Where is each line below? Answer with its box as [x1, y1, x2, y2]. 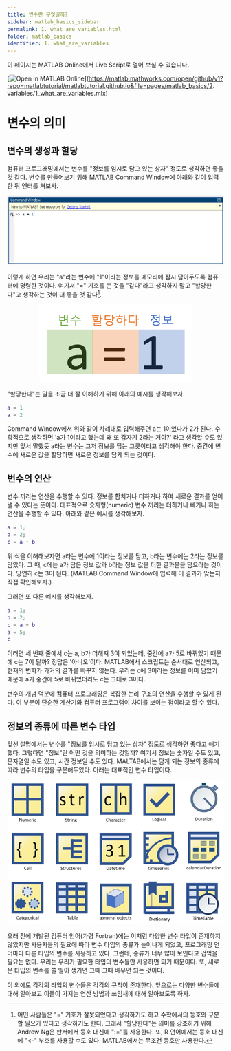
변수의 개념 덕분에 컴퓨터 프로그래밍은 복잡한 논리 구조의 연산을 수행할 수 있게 [7, 690, 214, 698]
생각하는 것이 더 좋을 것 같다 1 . [23, 289, 102, 299]
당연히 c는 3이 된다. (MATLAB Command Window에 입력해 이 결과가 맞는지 [16, 569, 221, 577]
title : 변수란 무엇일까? [7, 11, 69, 18]
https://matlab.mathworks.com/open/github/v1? [88, 74, 223, 83]
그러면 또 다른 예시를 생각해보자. [7, 592, 94, 600]
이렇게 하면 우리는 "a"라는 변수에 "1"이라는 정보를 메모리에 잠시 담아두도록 [7, 273, 206, 282]
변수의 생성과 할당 [7, 145, 78, 156]
